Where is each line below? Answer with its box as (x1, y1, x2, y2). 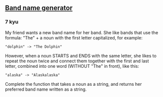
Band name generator (5, 4, 73, 12)
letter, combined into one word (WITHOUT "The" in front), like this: (5, 63, 140, 69)
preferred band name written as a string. (5, 86, 87, 92)
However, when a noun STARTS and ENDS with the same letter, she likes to (5, 53, 157, 58)
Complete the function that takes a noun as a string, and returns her (5, 81, 142, 87)
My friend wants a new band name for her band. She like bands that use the (5, 29, 158, 36)
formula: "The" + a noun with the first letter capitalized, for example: (5, 35, 143, 40)
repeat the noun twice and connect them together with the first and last (5, 58, 149, 64)
